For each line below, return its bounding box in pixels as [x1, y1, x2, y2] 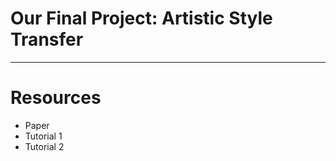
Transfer [10, 28, 84, 51]
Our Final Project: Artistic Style [10, 7, 273, 30]
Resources [10, 87, 102, 109]
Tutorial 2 [24, 140, 65, 152]
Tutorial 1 [24, 130, 63, 142]
